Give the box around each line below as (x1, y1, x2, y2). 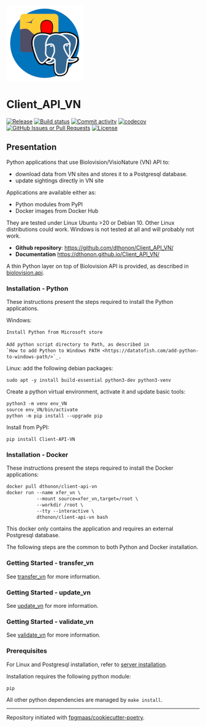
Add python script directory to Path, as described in (6, 341, 150, 348)
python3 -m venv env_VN (6, 401, 67, 407)
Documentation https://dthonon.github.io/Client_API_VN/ (15, 251, 160, 258)
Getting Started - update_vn (6, 588, 91, 597)
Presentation (6, 142, 57, 152)
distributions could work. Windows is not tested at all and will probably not (6, 225, 194, 233)
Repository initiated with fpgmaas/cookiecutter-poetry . (6, 714, 145, 721)
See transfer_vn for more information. (6, 573, 101, 580)
